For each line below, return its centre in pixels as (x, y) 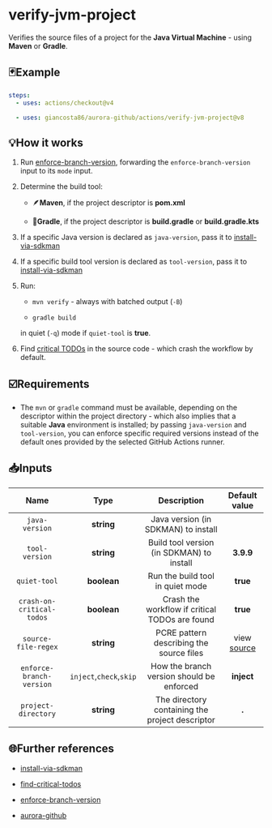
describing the (181, 642)
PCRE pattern (181, 633)
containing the (181, 710)
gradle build (54, 318)
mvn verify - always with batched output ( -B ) (107, 302)
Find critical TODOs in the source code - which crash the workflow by (136, 349)
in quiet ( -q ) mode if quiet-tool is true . (85, 333)
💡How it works (46, 142)
